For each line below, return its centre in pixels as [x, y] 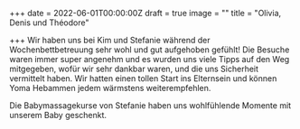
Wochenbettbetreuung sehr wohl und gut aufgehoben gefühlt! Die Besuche [150, 50]
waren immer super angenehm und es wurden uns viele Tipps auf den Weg [150, 59]
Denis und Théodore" [49, 23]
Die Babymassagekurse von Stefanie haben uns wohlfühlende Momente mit [150, 106]
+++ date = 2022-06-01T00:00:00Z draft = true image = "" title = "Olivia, [145, 13]
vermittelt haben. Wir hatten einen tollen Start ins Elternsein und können [143, 78]
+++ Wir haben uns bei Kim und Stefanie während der [110, 40]
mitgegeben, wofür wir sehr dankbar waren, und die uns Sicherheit [134, 69]
